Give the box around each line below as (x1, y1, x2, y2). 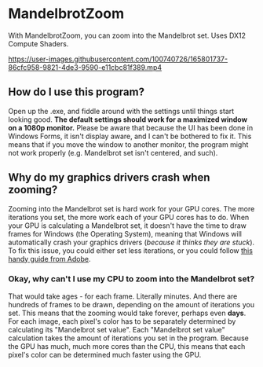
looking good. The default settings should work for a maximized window (8, 115, 248, 124)
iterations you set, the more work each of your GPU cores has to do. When (8, 212, 250, 222)
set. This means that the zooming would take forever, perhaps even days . (8, 308, 247, 317)
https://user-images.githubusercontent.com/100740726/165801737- (8, 54, 228, 64)
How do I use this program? (8, 86, 145, 99)
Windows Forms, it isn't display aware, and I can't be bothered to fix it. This (8, 131, 252, 141)
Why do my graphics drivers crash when (8, 171, 210, 185)
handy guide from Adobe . (8, 254, 92, 263)
